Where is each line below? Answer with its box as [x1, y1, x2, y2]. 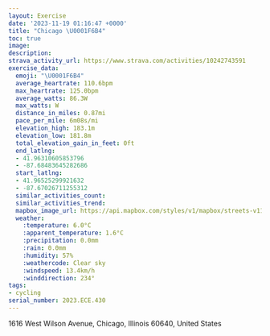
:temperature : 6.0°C [22, 222, 92, 230]
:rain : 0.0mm [22, 244, 67, 252]
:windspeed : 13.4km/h [22, 267, 95, 275]
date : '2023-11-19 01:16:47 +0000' [8, 19, 128, 27]
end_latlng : [15, 147, 56, 155]
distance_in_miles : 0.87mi [15, 110, 106, 118]
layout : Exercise [8, 11, 67, 20]
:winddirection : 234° [22, 274, 95, 282]
